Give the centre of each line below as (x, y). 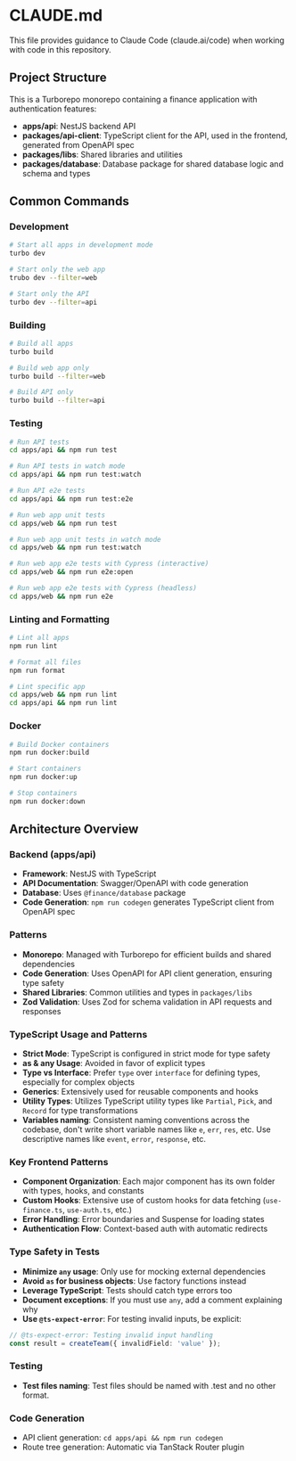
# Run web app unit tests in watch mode (86, 539)
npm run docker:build (49, 753)
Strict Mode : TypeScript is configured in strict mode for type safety (146, 1054)
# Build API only (41, 392)
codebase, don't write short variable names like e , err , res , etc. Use (146, 1129)
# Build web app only (49, 368)
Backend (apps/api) (53, 855)
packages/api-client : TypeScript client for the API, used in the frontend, (155, 135)
